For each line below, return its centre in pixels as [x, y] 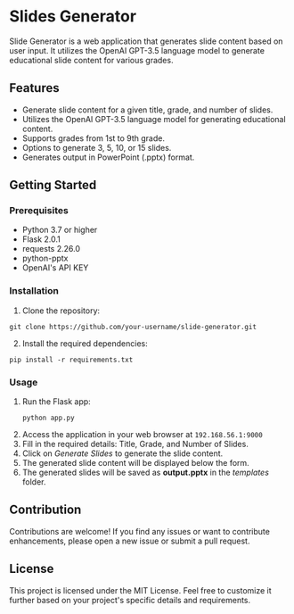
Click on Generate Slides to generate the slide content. [122, 453]
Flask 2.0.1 [41, 239]
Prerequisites [39, 211]
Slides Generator [73, 17]
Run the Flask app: [56, 402]
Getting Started [53, 185]
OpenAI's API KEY [55, 268]
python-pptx [45, 258]
